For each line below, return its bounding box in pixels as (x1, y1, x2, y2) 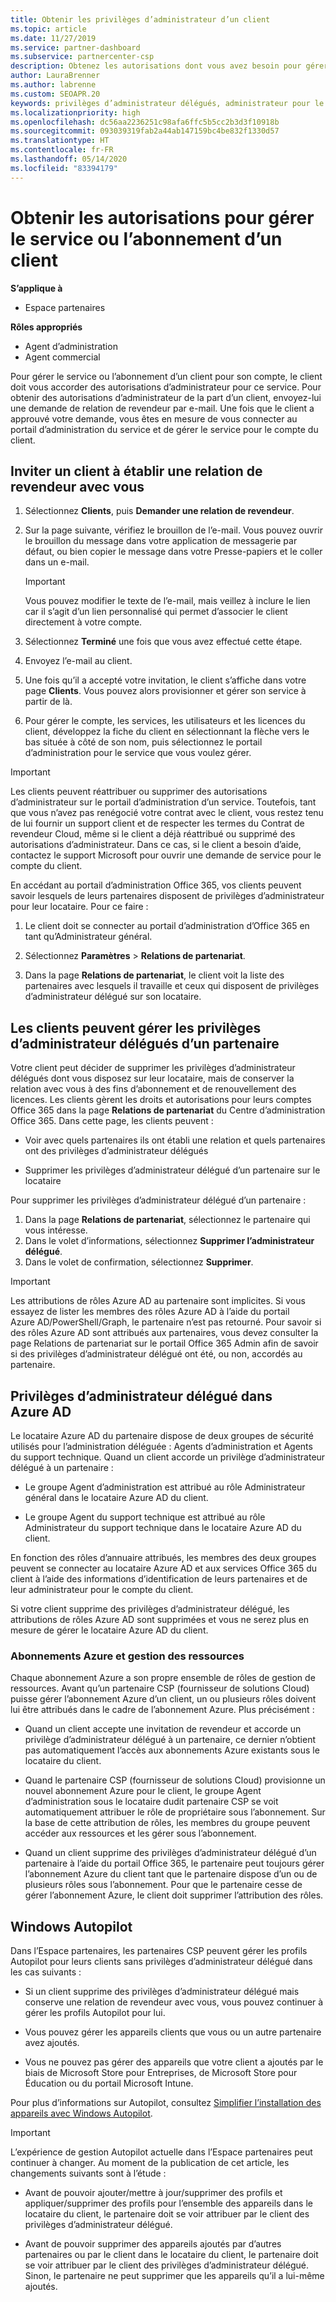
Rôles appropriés (10, 321, 83, 333)
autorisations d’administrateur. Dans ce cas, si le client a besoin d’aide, (10, 839, 302, 851)
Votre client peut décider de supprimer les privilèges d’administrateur (10, 1062, 296, 1074)
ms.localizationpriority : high (10, 107, 141, 118)
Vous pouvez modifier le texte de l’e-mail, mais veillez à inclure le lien (24, 595, 311, 607)
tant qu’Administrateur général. (24, 931, 153, 943)
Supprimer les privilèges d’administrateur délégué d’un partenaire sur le (24, 1164, 321, 1176)
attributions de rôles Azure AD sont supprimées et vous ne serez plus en (10, 1614, 310, 1625)
